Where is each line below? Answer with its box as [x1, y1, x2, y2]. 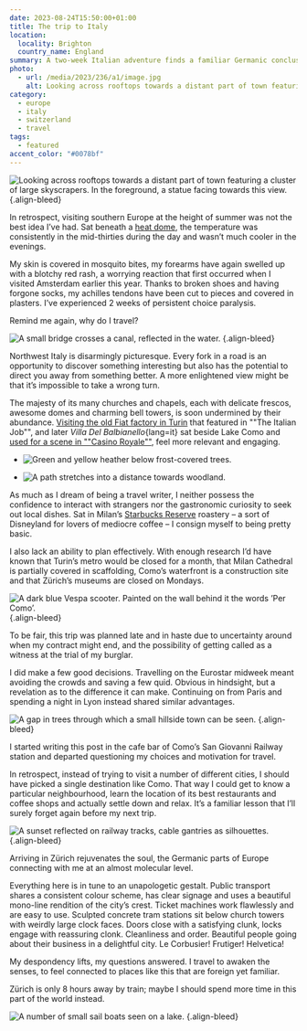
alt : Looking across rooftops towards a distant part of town [26, 81, 268, 90]
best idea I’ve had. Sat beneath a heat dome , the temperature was [9, 221, 259, 232]
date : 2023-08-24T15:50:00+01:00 [9, 13, 137, 23]
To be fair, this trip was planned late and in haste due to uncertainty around [9, 630, 292, 641]
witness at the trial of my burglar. [9, 649, 134, 660]
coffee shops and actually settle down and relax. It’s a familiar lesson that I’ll [9, 797, 296, 809]
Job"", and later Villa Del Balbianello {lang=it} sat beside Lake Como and [9, 426, 281, 437]
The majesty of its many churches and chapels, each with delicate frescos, [9, 397, 292, 408]
